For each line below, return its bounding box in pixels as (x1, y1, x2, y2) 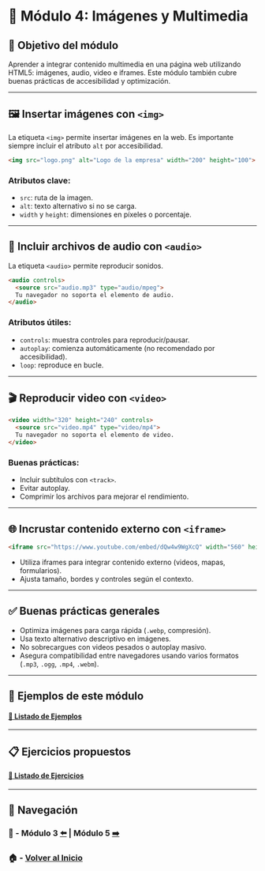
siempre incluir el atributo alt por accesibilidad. (8, 141, 163, 150)
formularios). (19, 565, 62, 575)
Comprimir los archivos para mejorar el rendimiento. (19, 492, 189, 501)
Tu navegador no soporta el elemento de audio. (15, 291, 175, 299)
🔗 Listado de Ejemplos (8, 711, 83, 721)
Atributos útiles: (8, 317, 72, 328)
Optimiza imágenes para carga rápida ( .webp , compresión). (19, 625, 211, 635)
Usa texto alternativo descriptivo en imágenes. (19, 634, 171, 643)
